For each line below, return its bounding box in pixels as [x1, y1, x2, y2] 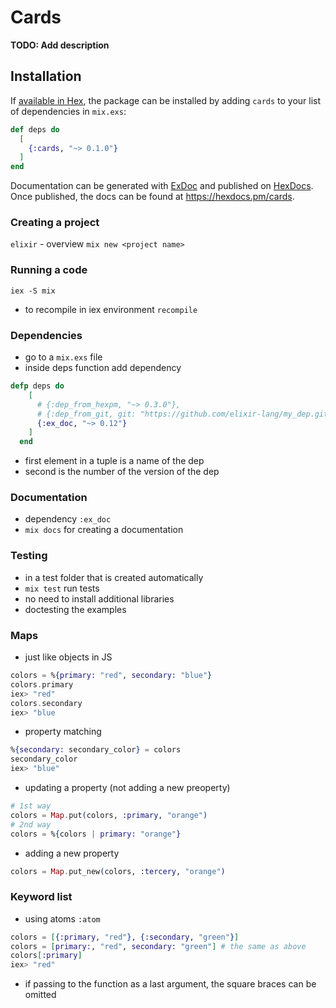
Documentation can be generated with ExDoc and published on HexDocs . [10, 180, 314, 192]
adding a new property [24, 847, 120, 859]
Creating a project [10, 216, 100, 230]
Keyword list [10, 890, 73, 904]
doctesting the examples [24, 603, 127, 615]
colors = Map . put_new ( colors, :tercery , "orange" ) [10, 866, 226, 876]
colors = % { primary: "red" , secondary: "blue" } [10, 671, 213, 681]
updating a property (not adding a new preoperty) [24, 782, 231, 794]
